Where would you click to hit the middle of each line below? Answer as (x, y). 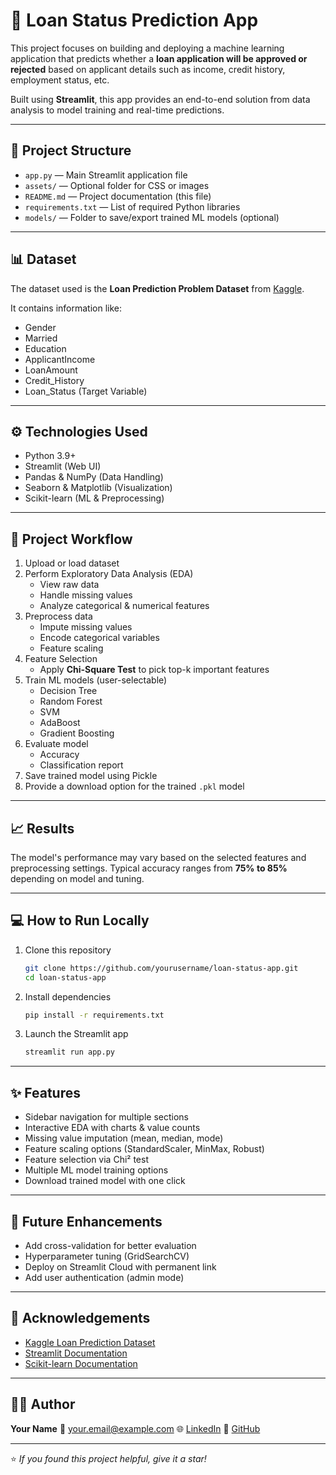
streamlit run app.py (69, 1052)
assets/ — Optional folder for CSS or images (117, 185)
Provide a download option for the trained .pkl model (134, 786)
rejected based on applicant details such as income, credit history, (148, 69)
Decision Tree (68, 691)
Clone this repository (68, 950)
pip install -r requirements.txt (94, 1015)
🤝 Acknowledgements (80, 1318)
